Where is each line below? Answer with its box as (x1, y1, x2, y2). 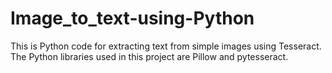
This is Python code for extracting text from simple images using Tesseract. (10, 40, 322, 52)
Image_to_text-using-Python (10, 7, 255, 30)
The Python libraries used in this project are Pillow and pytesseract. (10, 50, 289, 62)
